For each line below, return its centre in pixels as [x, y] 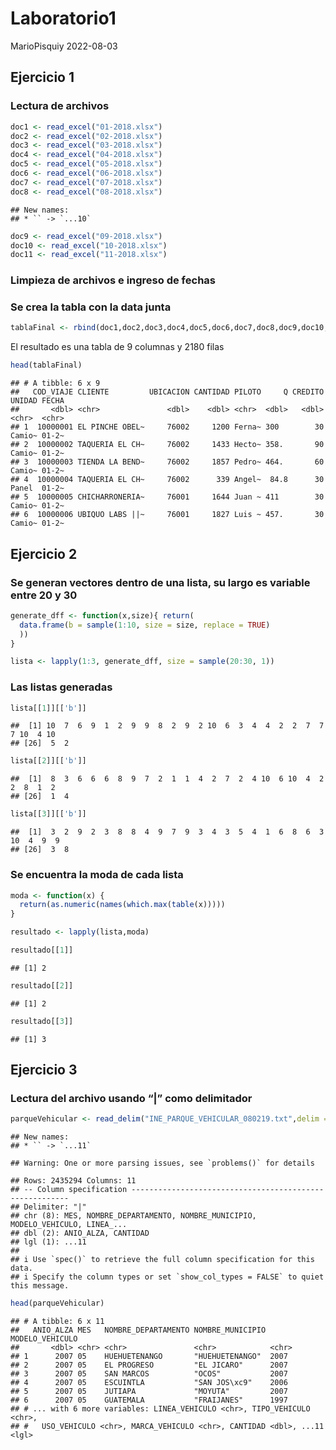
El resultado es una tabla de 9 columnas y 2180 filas [117, 347]
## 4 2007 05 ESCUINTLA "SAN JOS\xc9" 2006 [149, 1383]
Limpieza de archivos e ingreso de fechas [113, 280]
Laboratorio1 [63, 18]
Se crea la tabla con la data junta [91, 307]
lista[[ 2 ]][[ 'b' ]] [48, 761]
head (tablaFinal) [46, 365]
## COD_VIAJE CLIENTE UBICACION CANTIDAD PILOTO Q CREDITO [167, 392]
